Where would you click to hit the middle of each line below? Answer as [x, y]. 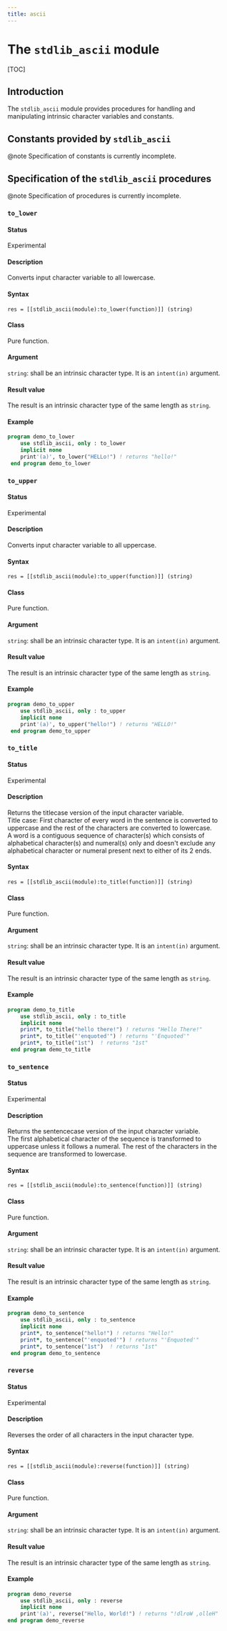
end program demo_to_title [51, 1050]
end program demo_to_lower [51, 463]
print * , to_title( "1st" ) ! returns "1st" [84, 1043]
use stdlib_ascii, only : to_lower [73, 444]
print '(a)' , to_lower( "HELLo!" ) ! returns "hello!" [99, 457]
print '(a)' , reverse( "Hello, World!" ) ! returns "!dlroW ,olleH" [120, 1614]
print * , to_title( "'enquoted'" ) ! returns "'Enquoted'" [105, 1036]
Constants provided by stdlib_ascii [89, 139]
